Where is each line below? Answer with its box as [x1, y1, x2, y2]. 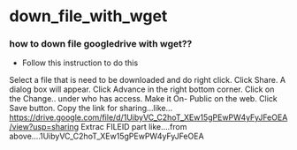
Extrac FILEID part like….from [80, 122, 187, 132]
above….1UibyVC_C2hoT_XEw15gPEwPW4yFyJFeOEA [9, 131, 205, 142]
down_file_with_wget [9, 6, 168, 26]
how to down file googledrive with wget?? [9, 38, 193, 50]
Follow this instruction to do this [21, 57, 139, 68]
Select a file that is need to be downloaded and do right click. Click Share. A [9, 75, 286, 86]
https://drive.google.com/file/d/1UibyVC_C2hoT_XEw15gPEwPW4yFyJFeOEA [9, 112, 288, 123]
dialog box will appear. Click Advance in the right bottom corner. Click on [9, 84, 275, 94]
